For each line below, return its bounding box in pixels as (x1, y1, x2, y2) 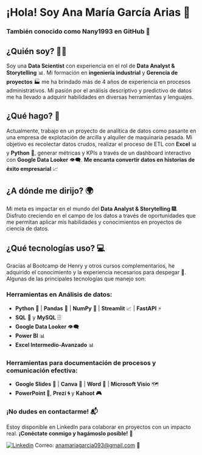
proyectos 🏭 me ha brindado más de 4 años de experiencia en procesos (6, 78, 190, 85)
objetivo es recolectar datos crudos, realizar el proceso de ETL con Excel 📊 (6, 140, 197, 148)
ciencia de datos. (6, 224, 50, 232)
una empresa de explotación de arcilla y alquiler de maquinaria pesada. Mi (6, 133, 193, 141)
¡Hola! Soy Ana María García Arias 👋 (6, 5, 190, 19)
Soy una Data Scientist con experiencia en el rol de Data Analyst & (6, 62, 175, 69)
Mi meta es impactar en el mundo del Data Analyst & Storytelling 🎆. (6, 205, 178, 212)
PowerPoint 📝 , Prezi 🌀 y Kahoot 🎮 (15, 389, 102, 397)
